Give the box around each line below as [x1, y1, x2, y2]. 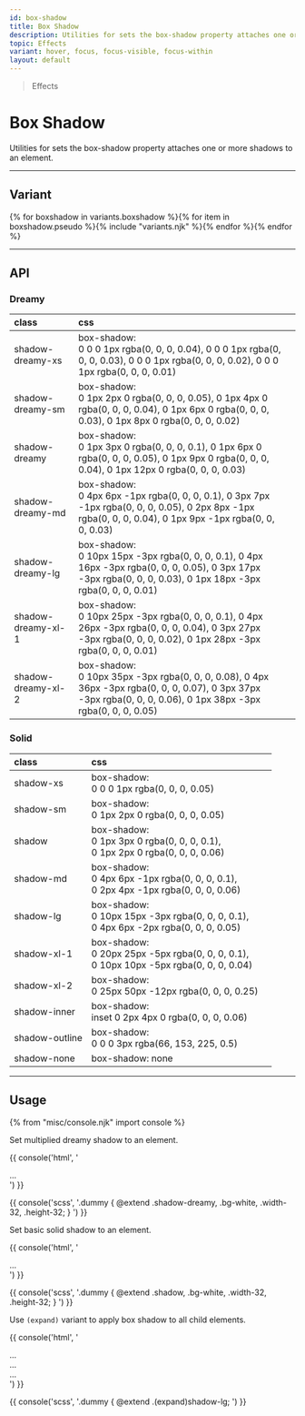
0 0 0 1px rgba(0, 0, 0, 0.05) [91, 782, 215, 794]
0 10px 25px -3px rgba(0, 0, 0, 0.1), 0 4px [78, 611, 263, 623]
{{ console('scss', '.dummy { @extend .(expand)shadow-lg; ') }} [9, 1396, 247, 1407]
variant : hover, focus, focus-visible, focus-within [9, 47, 213, 56]
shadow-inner [14, 1005, 75, 1017]
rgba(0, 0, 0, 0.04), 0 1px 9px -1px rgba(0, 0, [78, 512, 275, 525]
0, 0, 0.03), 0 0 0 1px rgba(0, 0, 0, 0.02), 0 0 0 [78, 354, 280, 367]
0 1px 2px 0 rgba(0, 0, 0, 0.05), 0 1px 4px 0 [78, 392, 269, 405]
